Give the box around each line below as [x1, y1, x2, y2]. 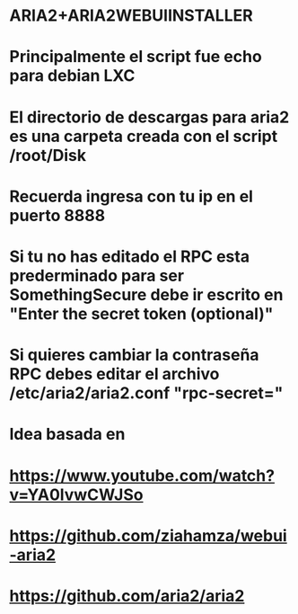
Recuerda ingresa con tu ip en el [9, 186, 254, 207]
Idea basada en [9, 424, 126, 445]
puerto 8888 [9, 205, 106, 226]
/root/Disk [9, 145, 87, 165]
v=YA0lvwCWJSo [9, 485, 144, 504]
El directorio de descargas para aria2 [9, 107, 290, 127]
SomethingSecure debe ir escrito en [9, 284, 284, 305]
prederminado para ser [9, 265, 185, 286]
